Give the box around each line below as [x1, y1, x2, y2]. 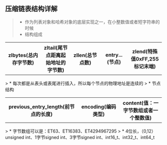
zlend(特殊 [132, 48, 158, 55]
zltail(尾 [44, 44, 63, 51]
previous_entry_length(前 [8, 103, 70, 110]
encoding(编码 [81, 103, 116, 110]
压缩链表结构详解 [5, 4, 58, 13]
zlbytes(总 [8, 52, 33, 59]
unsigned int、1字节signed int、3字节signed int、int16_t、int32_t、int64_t [5, 134, 155, 140]
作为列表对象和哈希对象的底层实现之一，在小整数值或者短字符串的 [24, 19, 160, 25]
